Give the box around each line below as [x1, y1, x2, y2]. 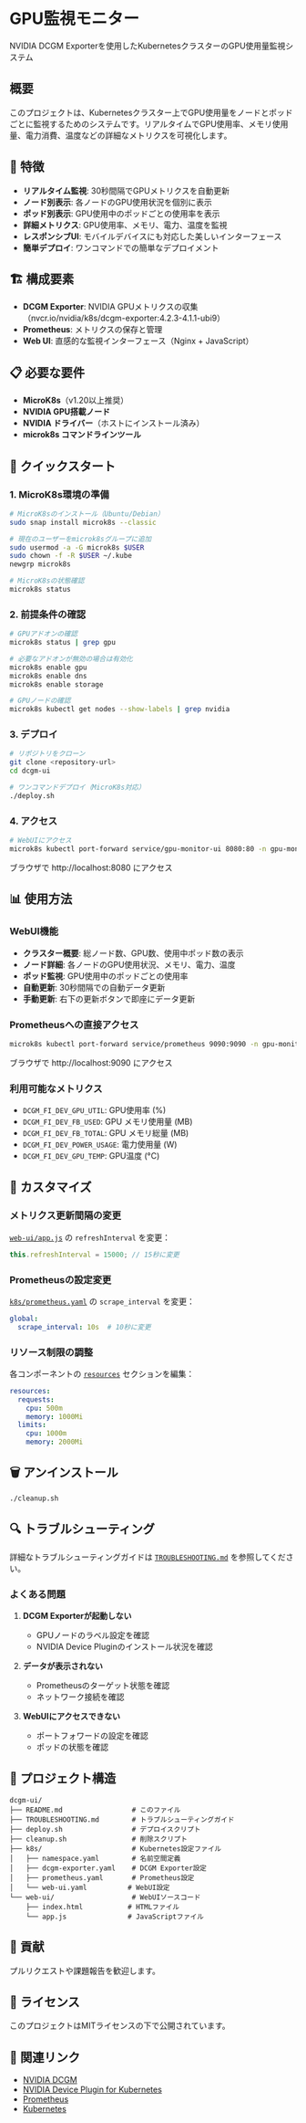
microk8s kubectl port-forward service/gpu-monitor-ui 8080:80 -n [9, 845, 267, 854]
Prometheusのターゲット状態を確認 [36, 1679, 170, 1690]
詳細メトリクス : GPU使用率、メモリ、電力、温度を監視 [22, 219, 228, 230]
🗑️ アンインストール [9, 1465, 118, 1480]
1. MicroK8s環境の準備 [9, 488, 109, 500]
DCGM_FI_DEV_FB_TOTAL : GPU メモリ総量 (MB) [22, 1128, 189, 1139]
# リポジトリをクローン [9, 750, 86, 759]
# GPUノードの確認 [9, 696, 71, 706]
